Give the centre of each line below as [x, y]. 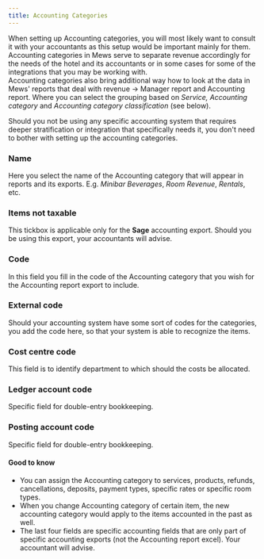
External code [36, 305]
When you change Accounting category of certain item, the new [124, 505]
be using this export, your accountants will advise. [90, 239]
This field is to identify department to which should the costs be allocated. [129, 369]
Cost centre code [42, 351]
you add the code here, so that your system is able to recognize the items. [130, 331]
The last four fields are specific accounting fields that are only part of [133, 530]
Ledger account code [50, 389]
